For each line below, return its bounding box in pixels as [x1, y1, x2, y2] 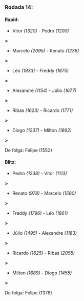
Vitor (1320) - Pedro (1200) [12, 28, 70, 34]
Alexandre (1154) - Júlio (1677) [12, 87, 77, 93]
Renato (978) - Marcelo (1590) [12, 190, 76, 196]
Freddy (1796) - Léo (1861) [12, 210, 68, 216]
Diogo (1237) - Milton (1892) [12, 127, 72, 134]
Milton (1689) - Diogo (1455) [12, 270, 72, 276]
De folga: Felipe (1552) [5, 147, 52, 154]
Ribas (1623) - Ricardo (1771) [12, 107, 73, 114]
